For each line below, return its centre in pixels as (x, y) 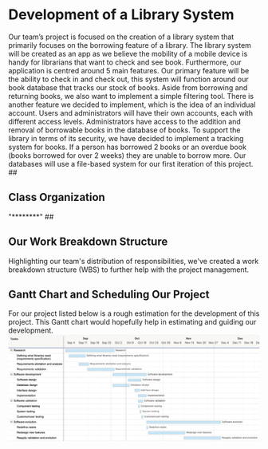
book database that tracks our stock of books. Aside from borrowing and (128, 87)
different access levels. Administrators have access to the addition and (124, 121)
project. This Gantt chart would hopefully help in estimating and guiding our (132, 322)
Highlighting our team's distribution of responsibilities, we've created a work (134, 261)
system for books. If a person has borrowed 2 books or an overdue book (128, 147)
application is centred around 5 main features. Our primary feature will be (129, 70)
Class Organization (57, 197)
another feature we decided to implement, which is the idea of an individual (132, 104)
